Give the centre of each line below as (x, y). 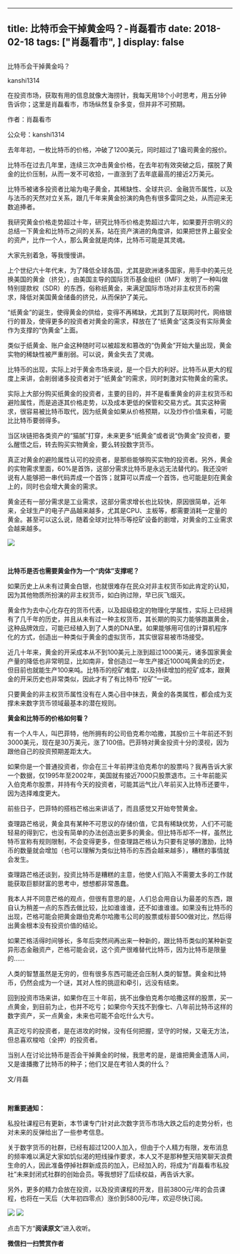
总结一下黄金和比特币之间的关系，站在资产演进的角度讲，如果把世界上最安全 (120, 231)
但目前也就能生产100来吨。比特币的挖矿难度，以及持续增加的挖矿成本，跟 (116, 670)
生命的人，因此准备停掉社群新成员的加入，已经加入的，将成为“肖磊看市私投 (119, 1165)
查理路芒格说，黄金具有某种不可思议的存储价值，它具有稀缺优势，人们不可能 (120, 823)
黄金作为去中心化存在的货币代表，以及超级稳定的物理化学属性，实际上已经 (117, 610)
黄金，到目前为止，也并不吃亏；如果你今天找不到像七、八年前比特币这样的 (123, 1006)
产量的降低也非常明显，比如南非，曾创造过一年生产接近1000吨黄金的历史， (118, 661)
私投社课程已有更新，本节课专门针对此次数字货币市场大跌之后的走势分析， (117, 1123)
